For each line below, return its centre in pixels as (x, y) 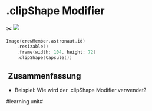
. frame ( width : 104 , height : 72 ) (56, 52)
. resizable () (33, 46)
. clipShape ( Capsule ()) (44, 57)
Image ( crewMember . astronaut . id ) (46, 41)
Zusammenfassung (44, 76)
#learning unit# (24, 102)
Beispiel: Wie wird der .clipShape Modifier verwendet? (80, 90)
